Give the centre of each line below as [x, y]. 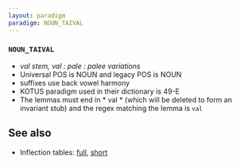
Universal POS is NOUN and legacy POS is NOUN [101, 74]
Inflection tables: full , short [64, 152]
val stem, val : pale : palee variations [80, 66]
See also [30, 133]
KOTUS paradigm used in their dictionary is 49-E [100, 91]
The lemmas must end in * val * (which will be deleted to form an [126, 99]
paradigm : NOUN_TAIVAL [46, 23]
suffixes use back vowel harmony [75, 82]
